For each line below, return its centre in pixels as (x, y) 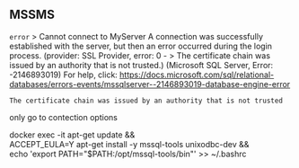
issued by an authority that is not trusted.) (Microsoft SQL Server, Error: (141, 65)
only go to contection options (64, 117)
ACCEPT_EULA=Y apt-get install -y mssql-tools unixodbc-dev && (129, 144)
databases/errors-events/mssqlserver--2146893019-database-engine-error (150, 84)
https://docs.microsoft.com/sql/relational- (197, 75)
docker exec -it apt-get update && (72, 135)
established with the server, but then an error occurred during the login (141, 46)
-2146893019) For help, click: (64, 75)
